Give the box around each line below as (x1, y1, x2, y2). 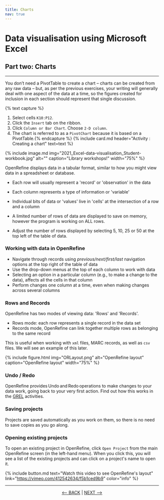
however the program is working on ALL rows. (12, 218, 105, 224)
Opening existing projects (5, 434, 68, 441)
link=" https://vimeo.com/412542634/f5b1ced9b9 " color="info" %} (5, 475, 139, 481)
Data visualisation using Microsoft (5, 33, 147, 44)
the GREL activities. (5, 393, 44, 399)
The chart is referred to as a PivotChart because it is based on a (12, 130, 142, 136)
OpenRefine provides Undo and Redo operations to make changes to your (5, 383, 152, 389)
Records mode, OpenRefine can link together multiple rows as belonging (12, 326, 158, 331)
